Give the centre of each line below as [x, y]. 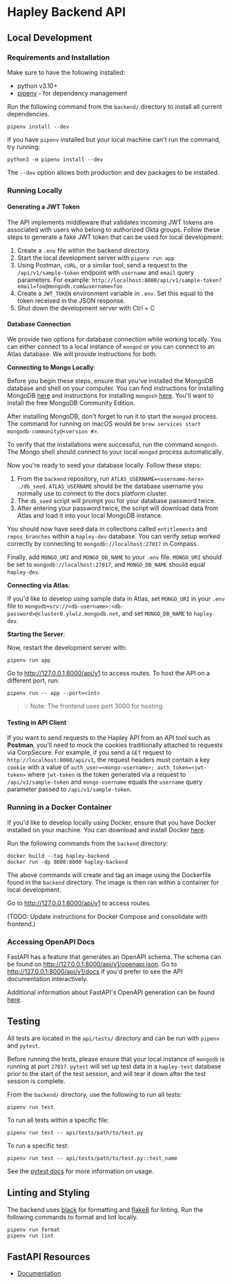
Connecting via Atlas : [39, 586]
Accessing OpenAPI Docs [51, 942]
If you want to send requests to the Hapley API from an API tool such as [109, 738]
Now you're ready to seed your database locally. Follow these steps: [104, 466]
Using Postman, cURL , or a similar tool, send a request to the [102, 265]
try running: [24, 147]
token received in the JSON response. [71, 301]
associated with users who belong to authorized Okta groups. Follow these [114, 230]
